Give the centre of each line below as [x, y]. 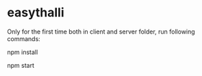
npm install [23, 52]
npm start [21, 65]
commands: [24, 38]
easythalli [36, 13]
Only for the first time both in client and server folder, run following [101, 31]
